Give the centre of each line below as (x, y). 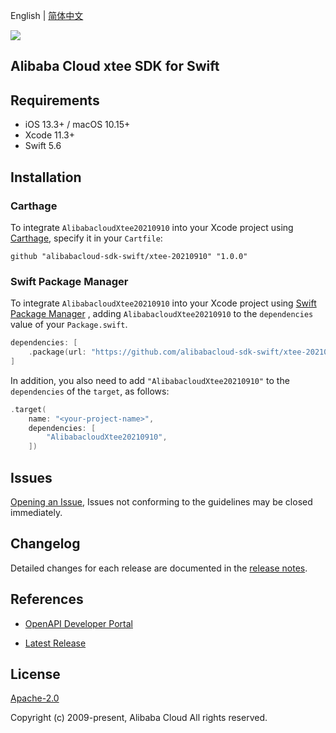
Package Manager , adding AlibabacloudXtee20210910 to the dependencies (162, 314)
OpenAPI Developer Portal (78, 623)
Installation (46, 177)
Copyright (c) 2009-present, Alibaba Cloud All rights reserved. (139, 718)
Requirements (55, 100)
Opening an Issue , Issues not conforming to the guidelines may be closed (161, 502)
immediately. (36, 512)
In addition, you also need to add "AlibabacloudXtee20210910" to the (150, 380)
